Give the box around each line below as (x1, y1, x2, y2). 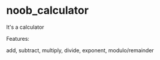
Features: (6, 35, 30, 42)
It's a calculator (6, 23, 44, 31)
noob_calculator (6, 4, 89, 17)
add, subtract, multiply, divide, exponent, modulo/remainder (6, 46, 154, 54)
